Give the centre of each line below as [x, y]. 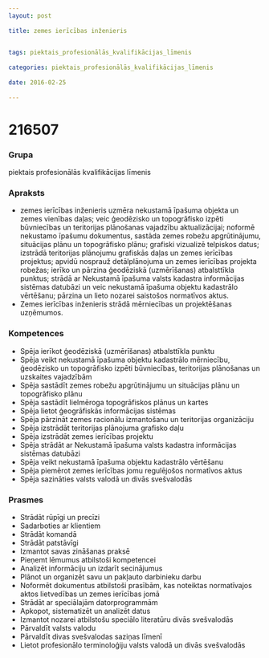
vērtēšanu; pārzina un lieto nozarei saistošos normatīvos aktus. [124, 296]
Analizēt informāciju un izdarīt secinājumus [91, 568]
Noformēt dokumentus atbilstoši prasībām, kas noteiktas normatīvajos [136, 585]
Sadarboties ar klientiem [60, 526]
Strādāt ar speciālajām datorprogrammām [89, 602]
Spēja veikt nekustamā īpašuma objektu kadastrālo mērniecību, [125, 359]
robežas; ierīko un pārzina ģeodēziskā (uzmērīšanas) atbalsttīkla [127, 270]
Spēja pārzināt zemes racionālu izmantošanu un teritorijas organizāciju [137, 419]
